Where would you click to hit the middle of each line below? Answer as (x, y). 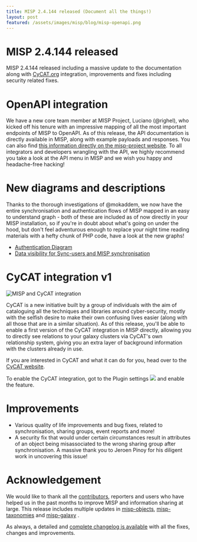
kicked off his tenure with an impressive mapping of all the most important (96, 127)
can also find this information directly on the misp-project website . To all (94, 146)
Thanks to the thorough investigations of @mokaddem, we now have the (94, 204)
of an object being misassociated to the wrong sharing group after (95, 444)
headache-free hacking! (35, 164)
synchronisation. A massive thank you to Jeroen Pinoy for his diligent (98, 450)
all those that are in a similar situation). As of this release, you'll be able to (96, 324)
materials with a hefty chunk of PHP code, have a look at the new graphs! (95, 236)
